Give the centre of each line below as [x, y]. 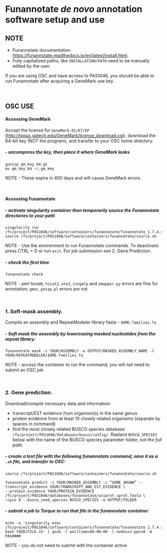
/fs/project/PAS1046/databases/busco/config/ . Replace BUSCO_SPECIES [85, 434]
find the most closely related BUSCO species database [69, 429]
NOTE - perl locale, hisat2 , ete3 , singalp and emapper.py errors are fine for [82, 284]
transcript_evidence [27, 487]
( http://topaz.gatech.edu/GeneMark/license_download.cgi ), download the [80, 135]
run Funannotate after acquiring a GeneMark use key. [60, 81]
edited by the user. [32, 66]
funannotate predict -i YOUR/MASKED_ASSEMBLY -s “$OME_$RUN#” [71, 482]
